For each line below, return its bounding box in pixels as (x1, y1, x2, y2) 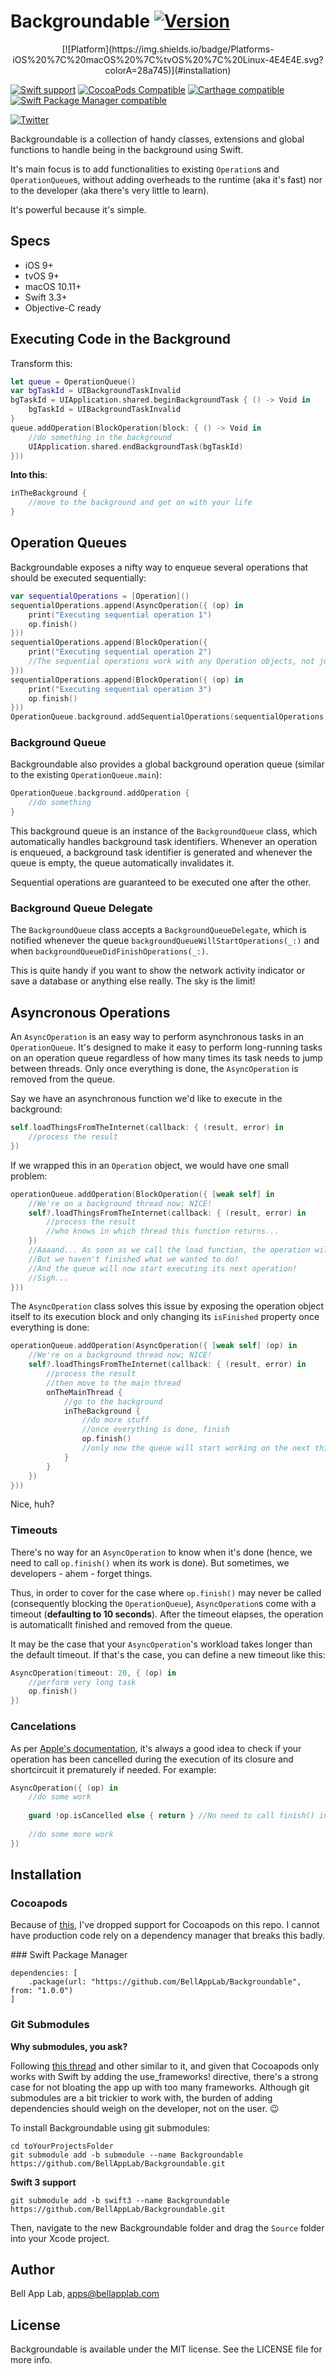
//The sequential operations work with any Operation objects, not (28, 656, 315, 666)
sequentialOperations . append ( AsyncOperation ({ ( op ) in (10, 600, 244, 610)
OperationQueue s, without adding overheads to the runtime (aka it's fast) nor (10, 173, 323, 185)
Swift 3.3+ (24, 291, 68, 303)
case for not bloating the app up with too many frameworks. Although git (10, 2081, 310, 2093)
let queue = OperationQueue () (10, 376, 137, 387)
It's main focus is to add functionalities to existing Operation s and (10, 163, 280, 175)
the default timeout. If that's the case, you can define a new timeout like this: (10, 1648, 326, 1660)
